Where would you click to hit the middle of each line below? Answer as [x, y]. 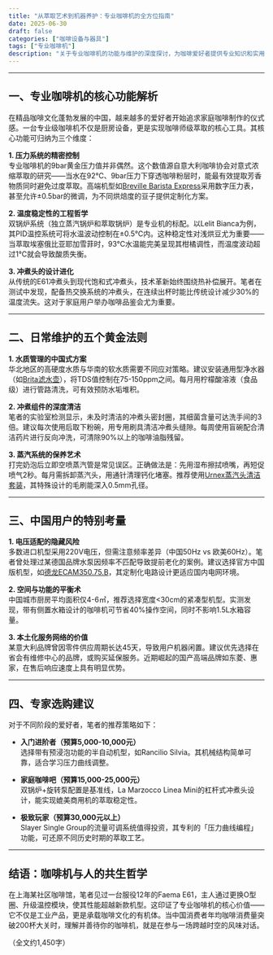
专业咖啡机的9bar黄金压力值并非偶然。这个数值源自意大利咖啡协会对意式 [130, 165]
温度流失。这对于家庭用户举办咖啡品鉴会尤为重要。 [94, 301]
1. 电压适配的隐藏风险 [44, 541]
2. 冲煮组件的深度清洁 [45, 406]
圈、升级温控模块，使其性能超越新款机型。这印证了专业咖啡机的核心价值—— [136, 905]
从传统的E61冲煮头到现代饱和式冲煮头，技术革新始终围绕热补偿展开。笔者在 [135, 281]
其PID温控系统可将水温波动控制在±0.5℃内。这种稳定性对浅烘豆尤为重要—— [136, 234]
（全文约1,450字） [39, 943]
